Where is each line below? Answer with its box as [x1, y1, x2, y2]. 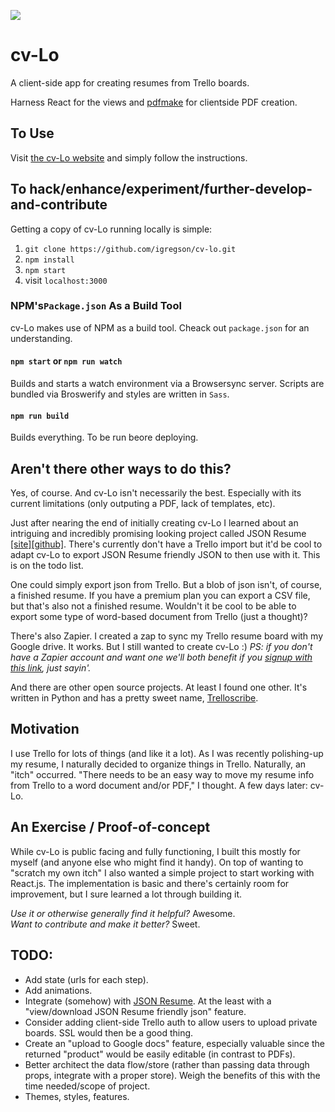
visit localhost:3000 [24, 274, 108, 286]
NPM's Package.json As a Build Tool [10, 299, 182, 313]
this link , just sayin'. [10, 662, 92, 674]
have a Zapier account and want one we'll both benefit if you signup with [10, 651, 313, 664]
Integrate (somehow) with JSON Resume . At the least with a [24, 995, 272, 1007]
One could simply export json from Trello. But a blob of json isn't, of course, [10, 579, 323, 591]
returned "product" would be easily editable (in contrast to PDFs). [24, 1048, 296, 1060]
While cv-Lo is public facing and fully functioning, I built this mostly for [10, 845, 301, 857]
